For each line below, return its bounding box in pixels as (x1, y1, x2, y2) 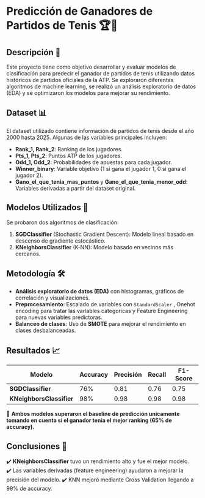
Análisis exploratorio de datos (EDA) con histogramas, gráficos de (15, 288, 184, 295)
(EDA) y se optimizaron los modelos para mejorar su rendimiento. (6, 89, 170, 96)
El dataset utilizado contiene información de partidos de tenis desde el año (6, 127, 194, 134)
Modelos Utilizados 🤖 (6, 202, 88, 213)
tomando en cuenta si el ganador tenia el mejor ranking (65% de (6, 417, 172, 424)
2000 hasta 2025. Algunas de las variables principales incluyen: (6, 134, 168, 141)
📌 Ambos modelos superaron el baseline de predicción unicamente (6, 410, 180, 418)
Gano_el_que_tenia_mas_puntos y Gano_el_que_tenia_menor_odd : (15, 178, 188, 185)
